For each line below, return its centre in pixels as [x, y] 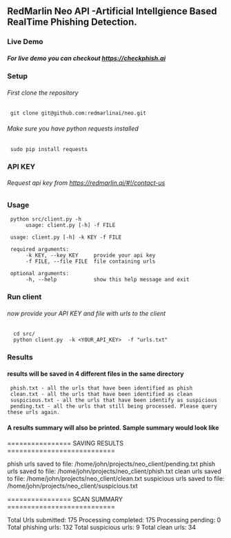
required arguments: [40, 250]
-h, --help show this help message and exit [107, 280]
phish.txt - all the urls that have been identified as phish [101, 388]
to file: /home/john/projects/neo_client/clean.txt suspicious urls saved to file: [116, 478]
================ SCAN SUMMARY [65, 499]
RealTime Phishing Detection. [72, 22]
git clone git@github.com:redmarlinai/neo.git [78, 113]
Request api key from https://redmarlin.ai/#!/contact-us [86, 183]
